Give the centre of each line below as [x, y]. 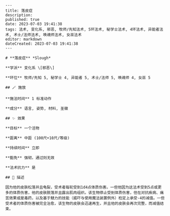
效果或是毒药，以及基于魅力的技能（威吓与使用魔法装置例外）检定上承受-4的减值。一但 [87, 198]
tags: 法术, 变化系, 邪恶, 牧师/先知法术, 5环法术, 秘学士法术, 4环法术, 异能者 [82, 29]
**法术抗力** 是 [21, 168]
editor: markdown [24, 39]
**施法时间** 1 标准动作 [28, 99]
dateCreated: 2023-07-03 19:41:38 [42, 44]
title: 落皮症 [19, 11]
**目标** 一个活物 [22, 128]
